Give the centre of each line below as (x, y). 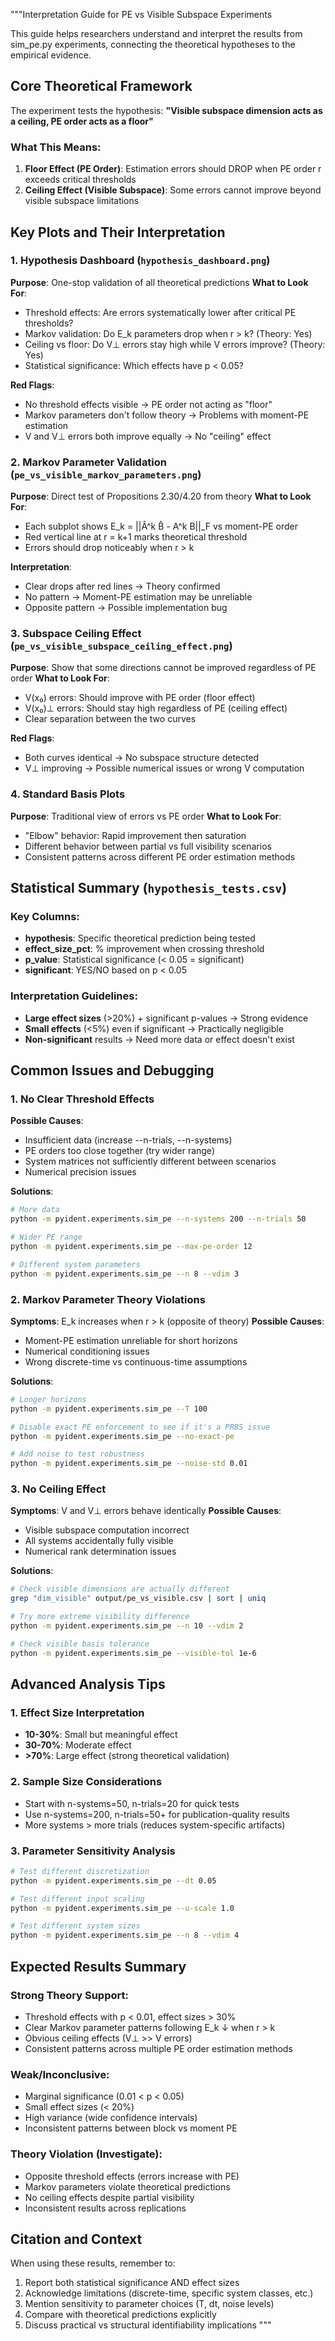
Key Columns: (45, 916)
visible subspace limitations (82, 201)
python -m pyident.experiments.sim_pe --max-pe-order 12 (131, 1246)
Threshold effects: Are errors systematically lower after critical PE (160, 312)
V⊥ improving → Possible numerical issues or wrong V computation (164, 768)
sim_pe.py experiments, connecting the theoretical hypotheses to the (153, 44)
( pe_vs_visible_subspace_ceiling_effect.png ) (121, 646)
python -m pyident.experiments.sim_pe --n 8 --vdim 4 (125, 1935)
